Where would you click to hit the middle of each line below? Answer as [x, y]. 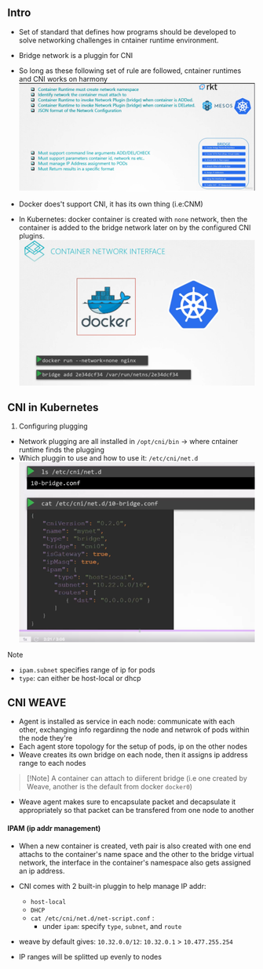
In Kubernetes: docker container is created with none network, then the [133, 220]
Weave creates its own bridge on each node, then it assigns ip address [133, 755]
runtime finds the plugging [62, 450]
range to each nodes [52, 763]
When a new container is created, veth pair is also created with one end [135, 846]
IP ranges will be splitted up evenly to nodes [90, 956]
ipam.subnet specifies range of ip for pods [87, 669]
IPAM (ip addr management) [54, 828]
